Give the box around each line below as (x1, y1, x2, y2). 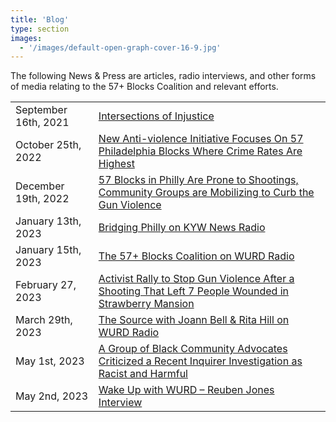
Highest (98, 157, 135, 171)
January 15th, (15, 243, 82, 257)
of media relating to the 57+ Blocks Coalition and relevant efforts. (10, 81, 279, 93)
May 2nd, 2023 (15, 389, 89, 403)
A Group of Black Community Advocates (98, 342, 288, 356)
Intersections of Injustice (98, 109, 215, 123)
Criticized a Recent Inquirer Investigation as (98, 354, 303, 368)
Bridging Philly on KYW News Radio (98, 221, 266, 235)
